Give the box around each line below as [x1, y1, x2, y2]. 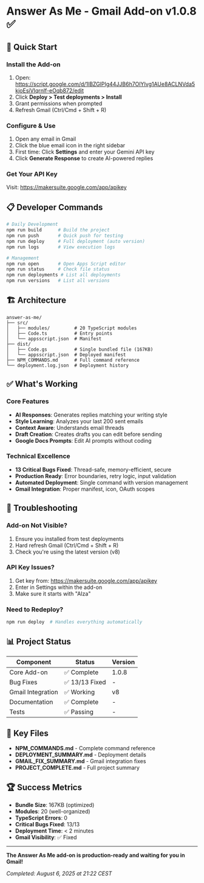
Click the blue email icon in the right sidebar [15, 142, 126, 149]
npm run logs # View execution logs [6, 244, 115, 250]
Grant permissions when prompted [15, 99, 103, 107]
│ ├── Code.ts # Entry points [6, 330, 113, 336]
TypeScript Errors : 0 [15, 814, 68, 821]
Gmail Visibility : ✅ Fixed [15, 834, 77, 841]
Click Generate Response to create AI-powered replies [15, 155, 154, 162]
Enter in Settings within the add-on [15, 583, 103, 591]
